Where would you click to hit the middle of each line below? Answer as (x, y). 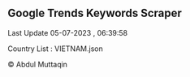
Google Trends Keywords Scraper (95, 13)
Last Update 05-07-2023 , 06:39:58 (68, 32)
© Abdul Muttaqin (38, 64)
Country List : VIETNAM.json (55, 49)
